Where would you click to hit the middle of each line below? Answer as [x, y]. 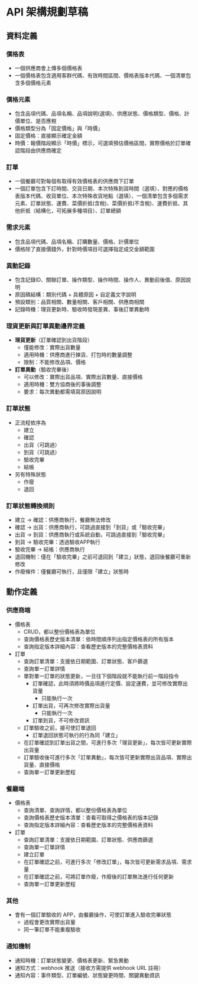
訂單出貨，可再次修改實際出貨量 [71, 705]
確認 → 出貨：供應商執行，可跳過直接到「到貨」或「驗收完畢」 [91, 527]
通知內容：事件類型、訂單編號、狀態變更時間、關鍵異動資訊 [87, 975]
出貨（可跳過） [42, 444]
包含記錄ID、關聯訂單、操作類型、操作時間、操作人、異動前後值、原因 [100, 280]
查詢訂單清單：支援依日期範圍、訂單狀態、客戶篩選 [86, 661]
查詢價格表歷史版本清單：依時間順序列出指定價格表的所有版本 [99, 639]
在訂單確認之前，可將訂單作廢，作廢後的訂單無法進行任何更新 [99, 876]
